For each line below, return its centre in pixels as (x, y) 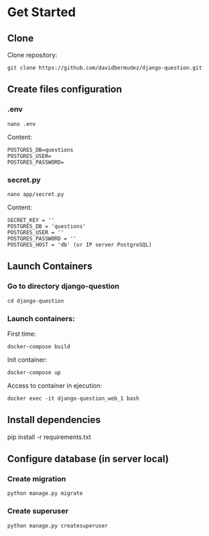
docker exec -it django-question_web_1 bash (73, 398)
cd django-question (36, 301)
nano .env (22, 124)
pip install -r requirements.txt (49, 437)
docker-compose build (39, 346)
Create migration (37, 479)
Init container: (27, 360)
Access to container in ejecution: (55, 385)
